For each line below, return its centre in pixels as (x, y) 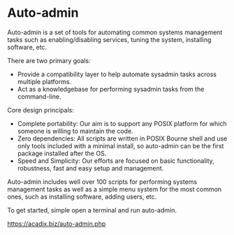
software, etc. (27, 47)
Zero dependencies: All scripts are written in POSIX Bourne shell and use (122, 138)
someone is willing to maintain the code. (75, 131)
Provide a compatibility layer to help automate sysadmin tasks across (117, 74)
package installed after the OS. (62, 153)
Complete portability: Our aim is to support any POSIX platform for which (122, 123)
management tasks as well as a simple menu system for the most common (115, 189)
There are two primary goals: (49, 60)
